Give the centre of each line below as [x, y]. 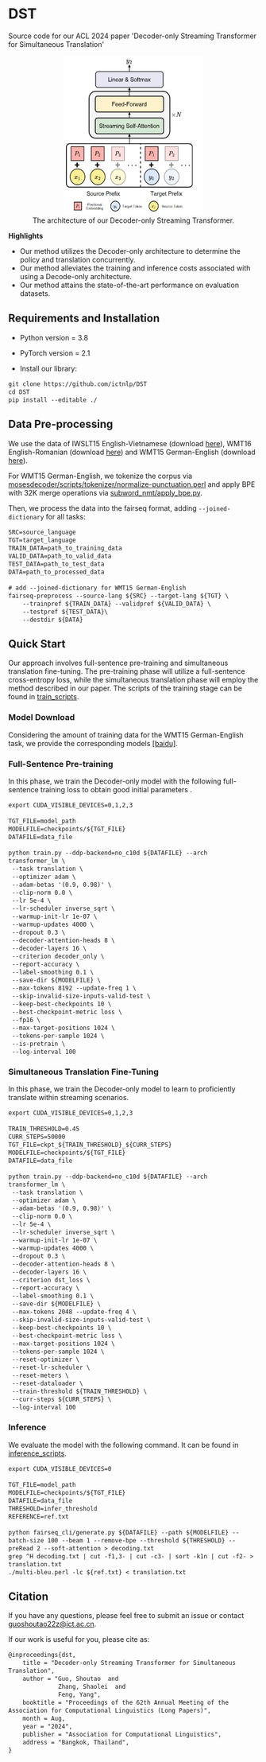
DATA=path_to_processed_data [56, 572]
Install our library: [48, 368]
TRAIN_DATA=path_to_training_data [66, 548]
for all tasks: [66, 516]
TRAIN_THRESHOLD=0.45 [44, 1129]
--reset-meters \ [40, 1376]
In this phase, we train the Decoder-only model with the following [115, 781]
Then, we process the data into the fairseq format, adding [102, 508]
